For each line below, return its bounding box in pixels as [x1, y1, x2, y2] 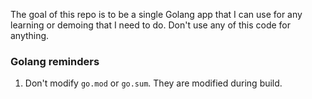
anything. [10, 30, 50, 41]
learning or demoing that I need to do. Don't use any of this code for [10, 19, 292, 31]
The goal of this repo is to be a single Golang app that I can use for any [10, 9, 303, 20]
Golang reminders [10, 54, 100, 68]
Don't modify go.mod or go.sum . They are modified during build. [24, 77, 283, 89]
